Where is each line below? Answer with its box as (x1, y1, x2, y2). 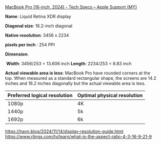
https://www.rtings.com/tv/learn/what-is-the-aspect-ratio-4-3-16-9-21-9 (5, 134, 152, 139)
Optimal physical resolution (77, 92, 143, 99)
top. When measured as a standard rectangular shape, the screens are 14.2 (5, 75, 157, 81)
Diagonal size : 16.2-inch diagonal (5, 23, 73, 29)
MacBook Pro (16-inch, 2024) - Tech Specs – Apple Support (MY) (5, 4, 138, 10)
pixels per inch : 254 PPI (5, 42, 55, 48)
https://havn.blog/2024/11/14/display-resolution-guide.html (5, 128, 123, 134)
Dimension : (5, 51, 29, 57)
